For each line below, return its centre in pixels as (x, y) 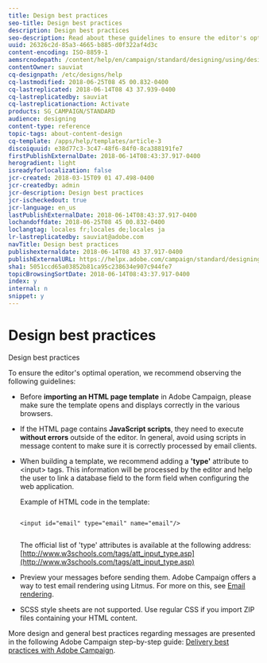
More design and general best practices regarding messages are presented (132, 633)
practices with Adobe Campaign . (62, 650)
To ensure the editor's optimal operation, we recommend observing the (125, 372)
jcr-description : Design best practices (76, 193)
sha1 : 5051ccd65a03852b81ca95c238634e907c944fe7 (90, 267)
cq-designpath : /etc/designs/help (66, 75)
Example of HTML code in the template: (85, 502)
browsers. (36, 413)
